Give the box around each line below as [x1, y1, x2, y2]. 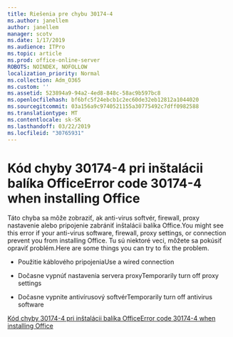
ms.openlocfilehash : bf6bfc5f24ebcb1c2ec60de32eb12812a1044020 [7, 97, 200, 104]
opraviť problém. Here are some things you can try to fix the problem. [7, 244, 209, 252]
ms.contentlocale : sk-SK [7, 116, 81, 123]
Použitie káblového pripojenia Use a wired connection [17, 257, 175, 267]
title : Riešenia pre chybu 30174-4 [7, 10, 113, 18]
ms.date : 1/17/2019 [7, 37, 66, 44]
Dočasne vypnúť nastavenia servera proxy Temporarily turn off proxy [17, 272, 219, 280]
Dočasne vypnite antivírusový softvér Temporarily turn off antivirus [17, 293, 212, 301]
